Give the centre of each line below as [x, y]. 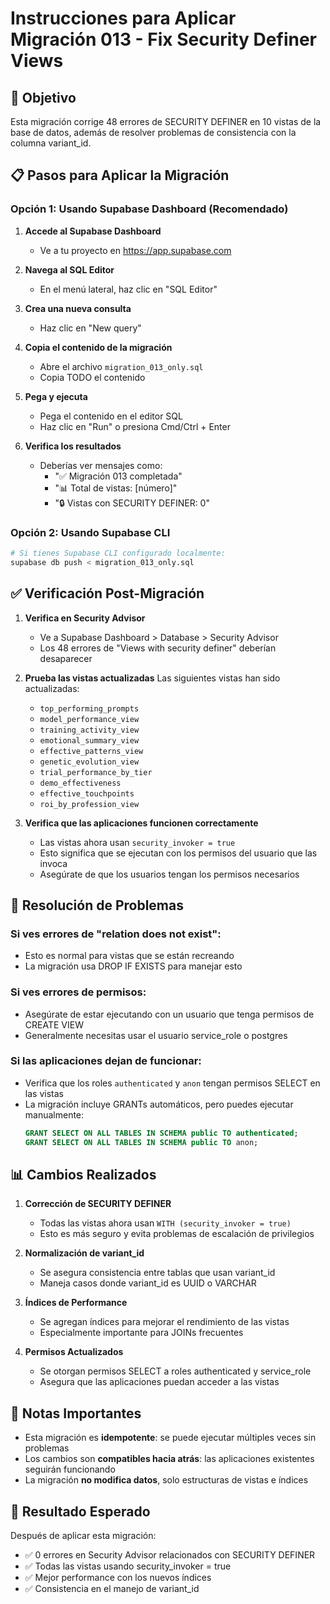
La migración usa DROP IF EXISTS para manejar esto [133, 966]
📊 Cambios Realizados [83, 1174]
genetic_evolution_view [89, 762]
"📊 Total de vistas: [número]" [116, 488]
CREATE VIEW [54, 1024]
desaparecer [66, 658]
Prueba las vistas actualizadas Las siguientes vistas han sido [152, 678]
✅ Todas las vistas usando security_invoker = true [128, 1566]
